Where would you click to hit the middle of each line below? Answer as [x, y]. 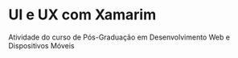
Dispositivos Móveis [41, 45]
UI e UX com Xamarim [82, 15]
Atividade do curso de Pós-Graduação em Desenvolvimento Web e [119, 37]
